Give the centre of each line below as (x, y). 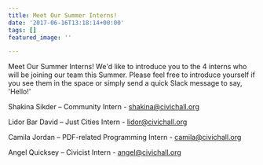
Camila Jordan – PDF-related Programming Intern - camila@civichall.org (125, 137)
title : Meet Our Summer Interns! (63, 15)
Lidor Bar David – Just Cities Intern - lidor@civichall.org (98, 122)
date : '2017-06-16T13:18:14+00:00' (66, 23)
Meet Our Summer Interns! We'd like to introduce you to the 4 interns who (128, 67)
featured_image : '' (40, 37)
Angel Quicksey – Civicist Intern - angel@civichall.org (95, 152)
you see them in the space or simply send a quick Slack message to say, (125, 83)
